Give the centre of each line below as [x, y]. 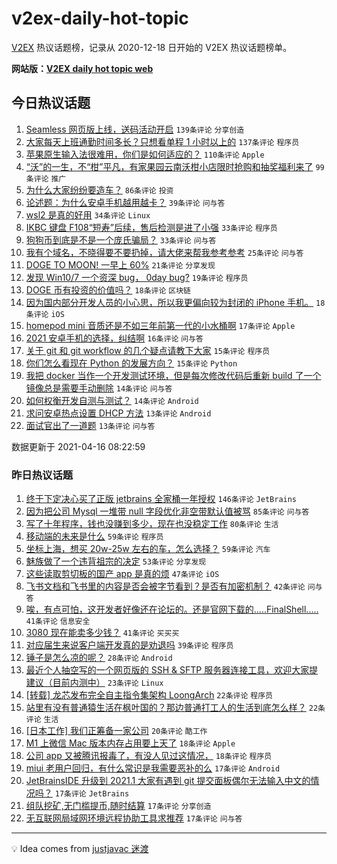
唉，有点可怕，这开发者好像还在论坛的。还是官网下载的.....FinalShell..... [172, 609]
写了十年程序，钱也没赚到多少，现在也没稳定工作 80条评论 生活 [152, 524]
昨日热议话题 [42, 475]
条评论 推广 [46, 178]
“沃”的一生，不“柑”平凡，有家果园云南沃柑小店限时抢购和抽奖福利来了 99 [175, 166]
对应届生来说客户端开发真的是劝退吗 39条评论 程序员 [129, 645]
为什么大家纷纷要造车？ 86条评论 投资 [99, 189]
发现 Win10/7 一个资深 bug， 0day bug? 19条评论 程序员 [137, 277]
